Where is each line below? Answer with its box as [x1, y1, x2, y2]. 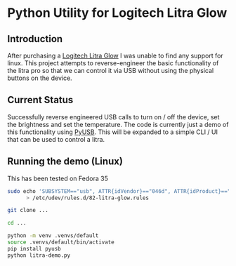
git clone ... [7, 207, 49, 214]
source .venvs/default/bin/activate [7, 239, 114, 246]
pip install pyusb [7, 245, 61, 252]
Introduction [7, 33, 63, 45]
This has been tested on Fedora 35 [7, 174, 109, 182]
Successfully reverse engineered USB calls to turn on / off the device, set [7, 112, 220, 121]
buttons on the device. [7, 74, 72, 82]
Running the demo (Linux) [7, 156, 123, 168]
